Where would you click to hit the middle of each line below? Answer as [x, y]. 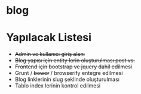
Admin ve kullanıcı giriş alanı [50, 54]
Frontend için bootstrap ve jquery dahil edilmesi [73, 67]
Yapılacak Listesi [49, 38]
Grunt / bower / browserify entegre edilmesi [69, 73]
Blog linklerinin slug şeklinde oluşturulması [67, 79]
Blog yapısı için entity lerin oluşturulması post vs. [75, 61]
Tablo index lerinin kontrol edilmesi [57, 86]
